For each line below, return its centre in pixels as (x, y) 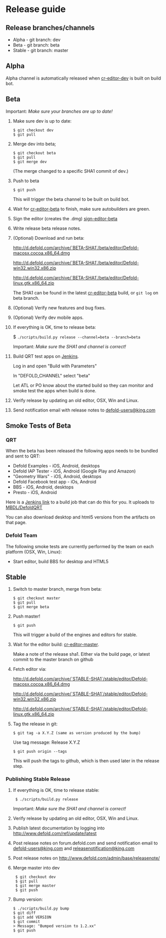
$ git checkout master (36, 598)
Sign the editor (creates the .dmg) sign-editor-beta (65, 218)
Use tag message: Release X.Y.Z (46, 742)
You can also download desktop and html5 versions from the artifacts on (80, 517)
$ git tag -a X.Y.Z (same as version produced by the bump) (77, 733)
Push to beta (26, 181)
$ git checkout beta (34, 153)
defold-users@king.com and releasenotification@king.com (73, 848)
